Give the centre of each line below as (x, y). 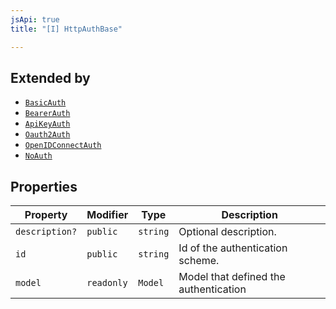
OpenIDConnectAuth (63, 146)
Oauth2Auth (47, 135)
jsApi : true (35, 19)
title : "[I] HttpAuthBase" (66, 29)
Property (46, 215)
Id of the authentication (233, 248)
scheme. (199, 261)
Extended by (50, 77)
